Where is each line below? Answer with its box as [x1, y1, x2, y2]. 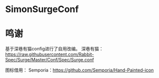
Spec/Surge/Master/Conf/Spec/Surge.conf [5, 57, 94, 63]
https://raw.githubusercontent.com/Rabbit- [5, 51, 94, 57]
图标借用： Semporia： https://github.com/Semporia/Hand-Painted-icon [5, 67, 154, 73]
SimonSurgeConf [5, 4, 79, 15]
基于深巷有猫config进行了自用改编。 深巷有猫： [5, 46, 104, 52]
